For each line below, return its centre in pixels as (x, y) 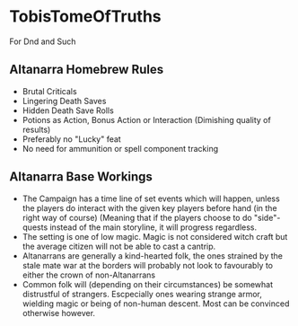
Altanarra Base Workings (81, 177)
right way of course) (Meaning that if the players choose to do (137, 217)
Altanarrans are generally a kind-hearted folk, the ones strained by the (152, 256)
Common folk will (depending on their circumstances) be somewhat (148, 284)
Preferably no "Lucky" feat (71, 139)
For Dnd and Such (43, 41)
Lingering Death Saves (64, 101)
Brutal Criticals (50, 91)
